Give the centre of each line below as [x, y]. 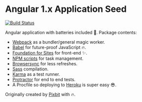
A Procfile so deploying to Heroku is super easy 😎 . [64, 85]
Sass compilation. [30, 69]
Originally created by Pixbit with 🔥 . [40, 94]
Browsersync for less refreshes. [45, 63]
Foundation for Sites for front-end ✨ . [50, 52]
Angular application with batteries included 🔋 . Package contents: [71, 32]
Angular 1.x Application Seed [66, 9]
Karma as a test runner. [36, 74]
